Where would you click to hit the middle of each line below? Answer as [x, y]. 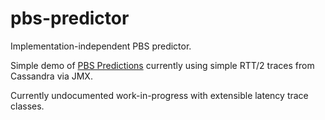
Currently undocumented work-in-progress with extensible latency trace [159, 95]
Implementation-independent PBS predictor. [101, 46]
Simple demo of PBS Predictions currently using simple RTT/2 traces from [162, 65]
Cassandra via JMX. [51, 76]
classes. [27, 106]
